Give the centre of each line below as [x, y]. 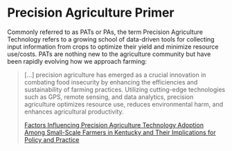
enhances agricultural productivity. [74, 112]
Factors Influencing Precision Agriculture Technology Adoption [114, 125]
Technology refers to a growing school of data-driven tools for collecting [111, 39]
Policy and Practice [52, 139]
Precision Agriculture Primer [91, 13]
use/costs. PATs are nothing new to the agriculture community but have [109, 54]
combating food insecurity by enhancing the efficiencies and [111, 82]
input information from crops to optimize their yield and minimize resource [113, 46]
